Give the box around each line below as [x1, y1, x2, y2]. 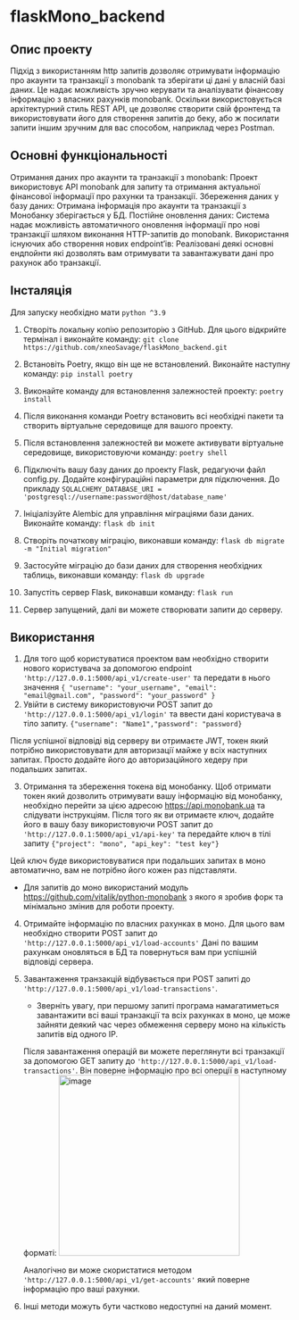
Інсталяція [10, 283, 72, 298]
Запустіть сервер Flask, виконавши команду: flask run [22, 586, 234, 597]
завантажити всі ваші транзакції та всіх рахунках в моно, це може [36, 1010, 291, 1021]
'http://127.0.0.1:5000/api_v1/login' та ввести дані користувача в [22, 709, 282, 719]
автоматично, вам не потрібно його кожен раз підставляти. [10, 865, 237, 876]
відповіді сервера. [22, 957, 94, 967]
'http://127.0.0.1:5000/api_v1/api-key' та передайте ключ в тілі [22, 828, 271, 840]
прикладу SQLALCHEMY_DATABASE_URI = [22, 483, 162, 494]
